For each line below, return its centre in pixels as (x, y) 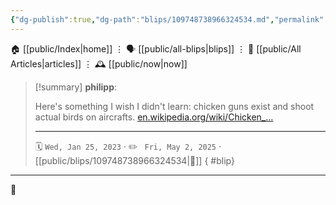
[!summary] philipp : (76, 87)
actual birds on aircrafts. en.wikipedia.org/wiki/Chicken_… (154, 117)
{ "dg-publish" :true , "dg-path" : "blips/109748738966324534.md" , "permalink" (167, 19)
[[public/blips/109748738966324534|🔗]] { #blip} (134, 160)
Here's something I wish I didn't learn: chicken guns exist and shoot (174, 106)
